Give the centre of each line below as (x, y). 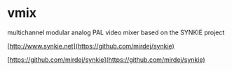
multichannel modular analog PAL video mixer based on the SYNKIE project (116, 32)
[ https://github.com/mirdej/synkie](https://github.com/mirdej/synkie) (106, 59)
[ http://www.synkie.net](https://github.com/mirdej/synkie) (91, 46)
